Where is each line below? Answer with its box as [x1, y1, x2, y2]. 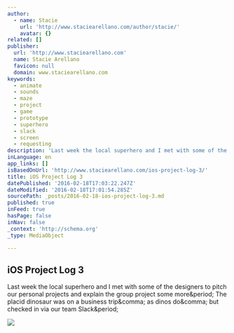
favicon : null [13, 62, 55, 69]
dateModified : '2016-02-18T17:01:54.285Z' [7, 186, 133, 193]
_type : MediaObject [7, 232, 64, 239]
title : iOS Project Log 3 [7, 173, 83, 180]
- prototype [13, 114, 49, 121]
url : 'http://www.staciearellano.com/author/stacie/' [20, 23, 180, 30]
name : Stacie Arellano [13, 56, 80, 63]
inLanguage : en [7, 154, 52, 161]
